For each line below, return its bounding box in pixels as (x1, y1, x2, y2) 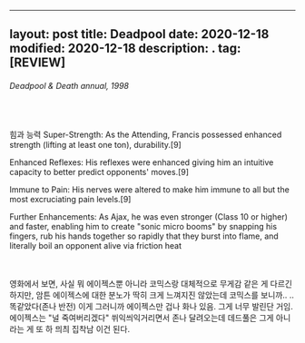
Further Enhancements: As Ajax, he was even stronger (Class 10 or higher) (9, 211, 289, 222)
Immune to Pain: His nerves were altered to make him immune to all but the (9, 183, 290, 195)
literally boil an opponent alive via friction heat (9, 240, 182, 250)
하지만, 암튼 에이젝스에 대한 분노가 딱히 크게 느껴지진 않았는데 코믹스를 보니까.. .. (9, 289, 295, 300)
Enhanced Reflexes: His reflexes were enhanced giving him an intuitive (9, 156, 274, 168)
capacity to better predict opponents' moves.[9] (9, 166, 189, 177)
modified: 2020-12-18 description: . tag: (9, 41, 241, 56)
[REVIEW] (9, 55, 66, 71)
